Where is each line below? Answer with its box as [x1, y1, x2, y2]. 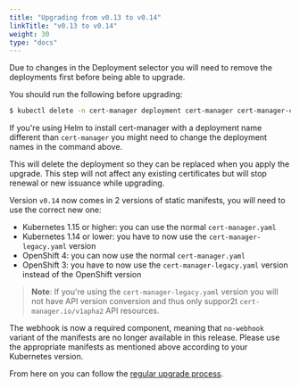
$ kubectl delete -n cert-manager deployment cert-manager [9, 106, 234, 116]
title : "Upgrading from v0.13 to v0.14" [9, 12, 162, 22]
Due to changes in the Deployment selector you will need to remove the [9, 62, 272, 73]
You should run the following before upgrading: [9, 89, 183, 100]
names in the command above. [9, 142, 123, 153]
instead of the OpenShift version [21, 269, 142, 280]
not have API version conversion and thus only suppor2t [30, 296, 238, 307]
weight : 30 [9, 29, 50, 38]
